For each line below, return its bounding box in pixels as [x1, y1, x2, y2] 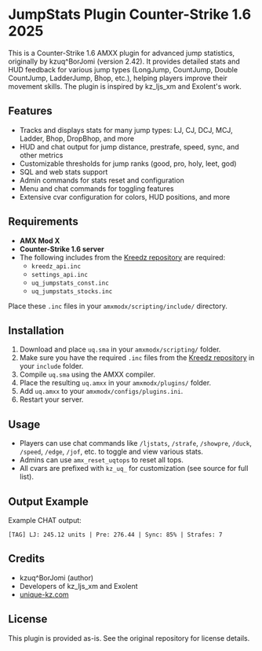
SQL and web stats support [19, 167, 108, 176]
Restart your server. [19, 395, 84, 404]
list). [19, 472, 34, 481]
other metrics [19, 150, 64, 160]
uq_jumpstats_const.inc [31, 279, 110, 287]
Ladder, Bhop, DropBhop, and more [19, 134, 135, 143]
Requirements [8, 215, 78, 229]
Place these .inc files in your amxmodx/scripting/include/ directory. [8, 301, 227, 311]
